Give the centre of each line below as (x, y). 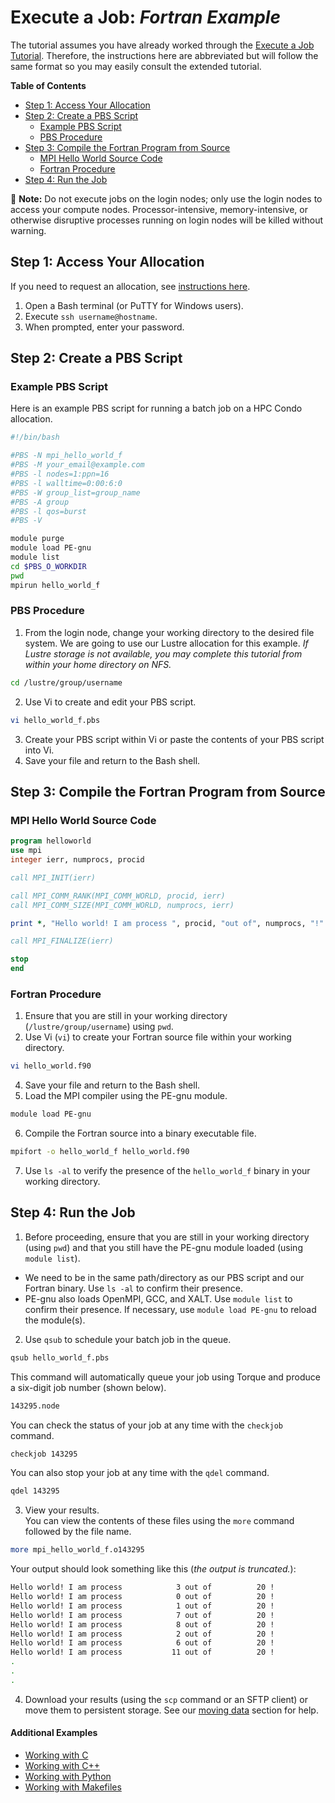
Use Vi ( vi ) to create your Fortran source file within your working (158, 1037)
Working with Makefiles (73, 1787)
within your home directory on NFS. (98, 664)
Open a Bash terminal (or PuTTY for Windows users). (134, 305)
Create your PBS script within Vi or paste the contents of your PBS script (174, 739)
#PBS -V (26, 521)
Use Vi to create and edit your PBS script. (110, 702)
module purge (37, 539)
